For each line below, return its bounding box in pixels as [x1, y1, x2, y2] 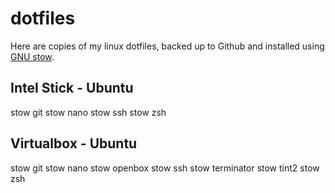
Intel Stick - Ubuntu [10, 80, 134, 97]
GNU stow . [10, 50, 55, 62]
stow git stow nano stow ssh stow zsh [10, 106, 167, 118]
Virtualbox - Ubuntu [10, 135, 138, 152]
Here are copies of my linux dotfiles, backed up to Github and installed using [10, 40, 325, 52]
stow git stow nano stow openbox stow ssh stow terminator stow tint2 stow [10, 162, 320, 174]
